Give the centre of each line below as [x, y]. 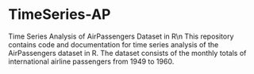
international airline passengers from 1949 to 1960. [91, 61]
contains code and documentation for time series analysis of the [114, 44]
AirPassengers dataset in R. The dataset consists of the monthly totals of [127, 53]
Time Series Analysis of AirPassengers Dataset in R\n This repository [121, 36]
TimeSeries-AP [60, 15]
